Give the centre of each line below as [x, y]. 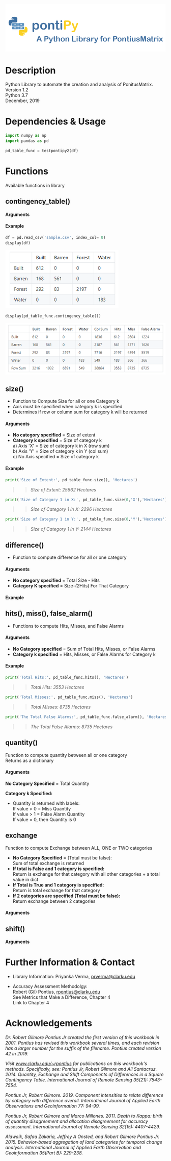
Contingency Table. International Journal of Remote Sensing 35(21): [77, 1080]
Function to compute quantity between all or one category [66, 755]
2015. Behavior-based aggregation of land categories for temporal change [84, 1142]
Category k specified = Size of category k [57, 440]
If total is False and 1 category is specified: [59, 869]
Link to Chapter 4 [31, 1003]
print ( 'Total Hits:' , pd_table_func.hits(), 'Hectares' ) [67, 678]
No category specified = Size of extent [54, 435]
